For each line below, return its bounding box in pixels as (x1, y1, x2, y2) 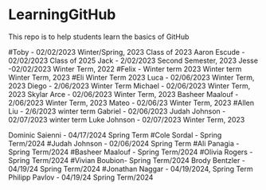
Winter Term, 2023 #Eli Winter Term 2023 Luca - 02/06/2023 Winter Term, (8, 72, 255, 82)
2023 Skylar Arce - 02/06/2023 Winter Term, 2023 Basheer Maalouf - (8, 89, 239, 99)
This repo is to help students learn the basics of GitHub (8, 32, 190, 41)
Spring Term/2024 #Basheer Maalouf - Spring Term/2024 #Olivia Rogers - (8, 147, 253, 157)
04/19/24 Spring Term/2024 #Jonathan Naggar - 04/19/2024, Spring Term (8, 164, 253, 173)
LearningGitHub (8, 6, 116, 24)
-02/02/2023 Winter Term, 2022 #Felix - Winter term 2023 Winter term (8, 64, 242, 73)
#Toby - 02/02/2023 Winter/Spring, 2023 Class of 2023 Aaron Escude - (8, 47, 245, 56)
